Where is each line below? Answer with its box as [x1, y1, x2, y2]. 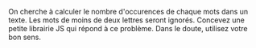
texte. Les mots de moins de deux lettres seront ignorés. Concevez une [8, 15, 246, 25]
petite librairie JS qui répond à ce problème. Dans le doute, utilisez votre [8, 24, 248, 33]
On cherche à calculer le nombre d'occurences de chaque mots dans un [8, 7, 249, 16]
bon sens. [8, 32, 42, 42]
